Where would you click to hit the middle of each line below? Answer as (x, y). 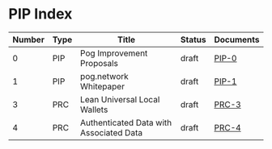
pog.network (104, 76)
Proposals (99, 63)
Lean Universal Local (120, 99)
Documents (237, 39)
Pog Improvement (114, 53)
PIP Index (40, 14)
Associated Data (111, 132)
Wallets (94, 110)
